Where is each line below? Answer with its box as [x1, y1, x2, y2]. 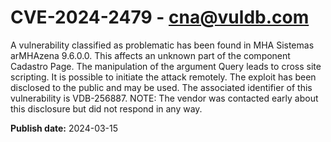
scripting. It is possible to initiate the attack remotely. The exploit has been [10, 71, 317, 83]
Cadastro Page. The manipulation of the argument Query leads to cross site [10, 60, 322, 72]
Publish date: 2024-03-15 [10, 122, 119, 134]
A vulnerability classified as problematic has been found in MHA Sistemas [10, 39, 315, 51]
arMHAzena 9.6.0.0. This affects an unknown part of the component [10, 49, 291, 61]
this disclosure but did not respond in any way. [10, 102, 203, 115]
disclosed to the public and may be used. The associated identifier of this [10, 81, 313, 93]
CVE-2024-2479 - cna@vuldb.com [10, 6, 310, 29]
